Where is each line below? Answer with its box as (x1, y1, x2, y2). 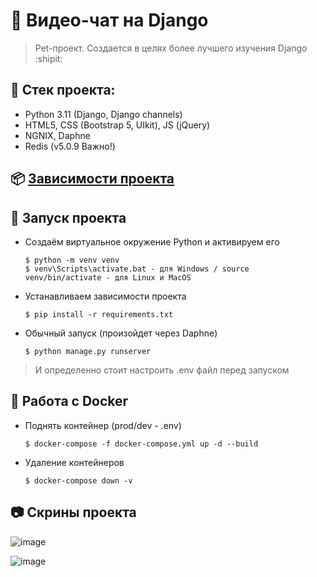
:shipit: (34, 52, 63, 64)
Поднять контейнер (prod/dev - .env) (24, 419, 182, 431)
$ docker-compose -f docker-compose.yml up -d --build (24, 439, 259, 449)
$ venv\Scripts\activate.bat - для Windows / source (24, 264, 250, 274)
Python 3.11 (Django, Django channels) (24, 108, 183, 120)
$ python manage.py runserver (24, 346, 152, 356)
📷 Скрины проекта (10, 504, 137, 521)
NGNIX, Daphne (24, 129, 91, 141)
